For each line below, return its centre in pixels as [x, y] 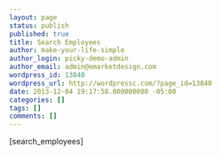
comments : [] [33, 116]
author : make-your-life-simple [67, 50]
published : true [39, 34]
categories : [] [37, 100]
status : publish [39, 26]
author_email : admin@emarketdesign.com [83, 67]
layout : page [33, 17]
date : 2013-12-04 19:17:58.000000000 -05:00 [93, 91]
